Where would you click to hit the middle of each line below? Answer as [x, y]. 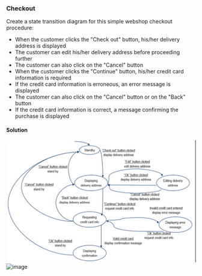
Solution [17, 130]
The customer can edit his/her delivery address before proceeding [97, 52]
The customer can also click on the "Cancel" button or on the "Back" [100, 97]
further [24, 59]
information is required [43, 78]
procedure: [20, 28]
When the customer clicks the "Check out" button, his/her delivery [97, 40]
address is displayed [40, 46]
